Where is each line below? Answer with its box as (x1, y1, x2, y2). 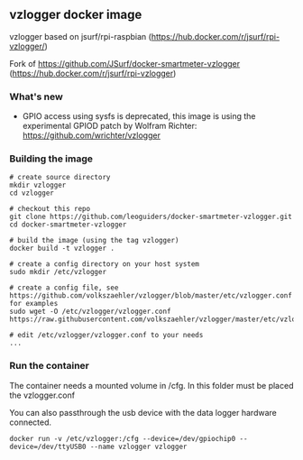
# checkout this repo (9, 205, 91, 214)
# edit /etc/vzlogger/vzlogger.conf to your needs (9, 331, 204, 340)
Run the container (9, 360, 90, 373)
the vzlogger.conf (9, 390, 75, 400)
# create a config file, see (9, 283, 119, 292)
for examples (9, 299, 59, 308)
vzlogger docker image (9, 7, 142, 23)
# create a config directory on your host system (9, 260, 200, 269)
